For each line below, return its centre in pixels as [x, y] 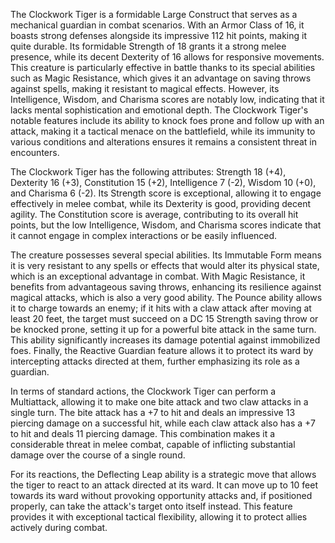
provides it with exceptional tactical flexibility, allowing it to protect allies [159, 517]
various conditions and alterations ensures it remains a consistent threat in [163, 142]
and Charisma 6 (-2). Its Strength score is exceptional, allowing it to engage [166, 193]
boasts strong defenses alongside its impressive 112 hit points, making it [158, 35]
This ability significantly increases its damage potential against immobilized [165, 340]
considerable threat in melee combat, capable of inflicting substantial [153, 444]
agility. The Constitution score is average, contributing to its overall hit [154, 214]
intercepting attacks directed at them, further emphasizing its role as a [155, 361]
